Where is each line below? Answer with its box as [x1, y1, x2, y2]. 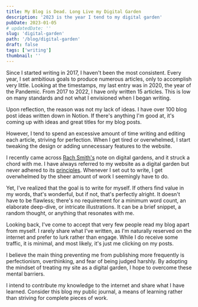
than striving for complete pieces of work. [6, 294, 108, 301]
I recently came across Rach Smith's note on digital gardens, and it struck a [6, 153, 190, 161]
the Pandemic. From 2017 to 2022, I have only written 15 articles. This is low [6, 88, 191, 95]
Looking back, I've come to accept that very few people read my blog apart [6, 220, 190, 228]
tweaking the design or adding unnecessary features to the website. [6, 142, 173, 149]
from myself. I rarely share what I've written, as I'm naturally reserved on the [6, 227, 192, 234]
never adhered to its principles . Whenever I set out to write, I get [6, 167, 163, 174]
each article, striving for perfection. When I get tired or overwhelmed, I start [6, 136, 191, 143]
